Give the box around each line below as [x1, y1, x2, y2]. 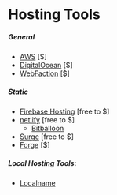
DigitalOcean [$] [19, 61, 73, 70]
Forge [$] [19, 141, 50, 150]
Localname [19, 178, 57, 188]
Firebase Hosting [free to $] [19, 107, 110, 116]
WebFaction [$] [19, 69, 71, 78]
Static [8, 87, 29, 96]
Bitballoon [31, 124, 64, 133]
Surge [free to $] [19, 132, 75, 141]
